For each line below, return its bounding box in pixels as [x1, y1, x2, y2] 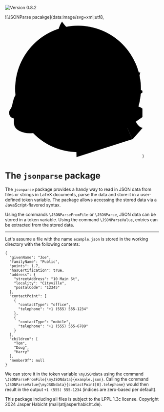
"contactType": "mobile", [18, 319, 71, 324]
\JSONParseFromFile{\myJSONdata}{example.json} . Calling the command [5, 376, 149, 382]
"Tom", [14, 341, 27, 346]
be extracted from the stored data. [5, 222, 74, 228]
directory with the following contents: [5, 241, 81, 247]
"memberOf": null [9, 358, 45, 363]
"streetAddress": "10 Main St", [14, 276, 80, 282]
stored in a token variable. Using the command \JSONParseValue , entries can [5, 216, 158, 223]
